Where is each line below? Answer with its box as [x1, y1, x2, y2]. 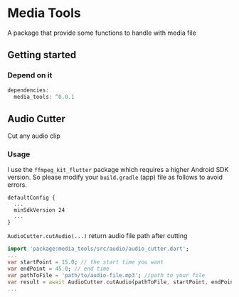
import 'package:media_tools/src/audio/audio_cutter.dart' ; [7, 245, 190, 253]
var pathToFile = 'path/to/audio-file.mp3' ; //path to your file [7, 271, 205, 279]
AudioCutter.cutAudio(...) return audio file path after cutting [7, 232, 188, 240]
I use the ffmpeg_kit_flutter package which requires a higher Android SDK [7, 166, 229, 174]
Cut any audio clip [7, 131, 60, 140]
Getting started [7, 49, 77, 61]
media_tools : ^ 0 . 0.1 [14, 93, 75, 100]
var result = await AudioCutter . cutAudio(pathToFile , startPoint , [7, 279, 208, 286]
